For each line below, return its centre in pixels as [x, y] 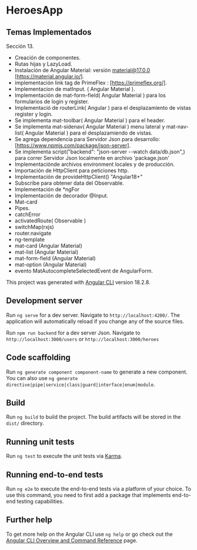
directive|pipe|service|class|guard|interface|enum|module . [81, 384]
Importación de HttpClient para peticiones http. [72, 171]
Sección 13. [20, 46]
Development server [44, 301]
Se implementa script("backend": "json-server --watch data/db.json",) [100, 152]
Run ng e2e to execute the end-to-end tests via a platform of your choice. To [99, 489]
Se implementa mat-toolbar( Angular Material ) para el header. [90, 120]
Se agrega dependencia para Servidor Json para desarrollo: [87, 139]
